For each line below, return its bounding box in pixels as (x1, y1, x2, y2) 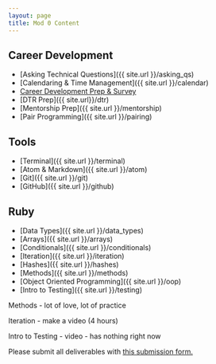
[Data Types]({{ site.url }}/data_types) (19, 225, 145, 235)
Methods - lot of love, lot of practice (8, 300, 127, 310)
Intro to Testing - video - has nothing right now (8, 331, 161, 341)
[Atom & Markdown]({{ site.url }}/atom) (19, 165, 148, 174)
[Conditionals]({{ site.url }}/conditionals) (19, 242, 152, 252)
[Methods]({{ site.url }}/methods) (19, 268, 129, 277)
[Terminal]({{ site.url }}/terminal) (19, 156, 125, 166)
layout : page (8, 11, 52, 20)
